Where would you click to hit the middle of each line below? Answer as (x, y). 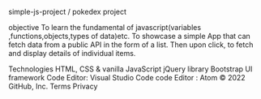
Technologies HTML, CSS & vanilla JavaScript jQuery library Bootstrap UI (130, 69)
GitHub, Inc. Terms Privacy (53, 86)
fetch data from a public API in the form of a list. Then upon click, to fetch (131, 45)
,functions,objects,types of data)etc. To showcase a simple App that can (130, 36)
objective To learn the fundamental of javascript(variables (105, 27)
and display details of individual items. (72, 53)
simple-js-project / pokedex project (68, 12)
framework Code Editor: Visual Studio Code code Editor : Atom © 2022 (127, 77)
